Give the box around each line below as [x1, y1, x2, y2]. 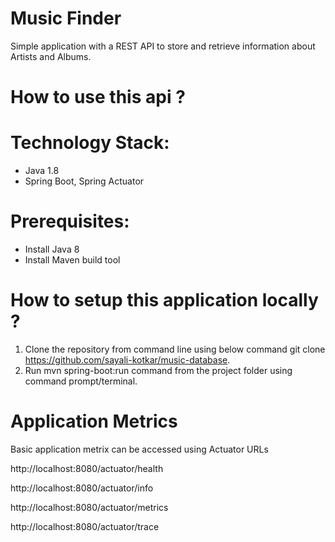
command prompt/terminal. [24, 375, 138, 387]
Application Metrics [10, 410, 178, 433]
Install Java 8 [24, 243, 80, 255]
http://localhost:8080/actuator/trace [10, 520, 160, 532]
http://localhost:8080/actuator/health [10, 462, 164, 474]
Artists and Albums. [10, 50, 92, 62]
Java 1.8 [24, 165, 60, 177]
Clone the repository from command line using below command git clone [24, 343, 326, 355]
